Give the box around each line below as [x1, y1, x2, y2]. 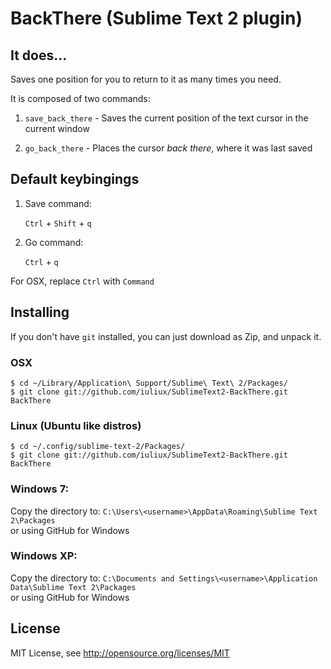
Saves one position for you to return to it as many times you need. [10, 73, 282, 85]
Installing [10, 304, 70, 321]
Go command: [24, 236, 84, 248]
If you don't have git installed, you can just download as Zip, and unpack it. [10, 330, 322, 342]
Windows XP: [10, 549, 78, 563]
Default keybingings [10, 171, 140, 188]
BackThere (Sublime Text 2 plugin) [10, 7, 303, 30]
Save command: [24, 197, 92, 209]
